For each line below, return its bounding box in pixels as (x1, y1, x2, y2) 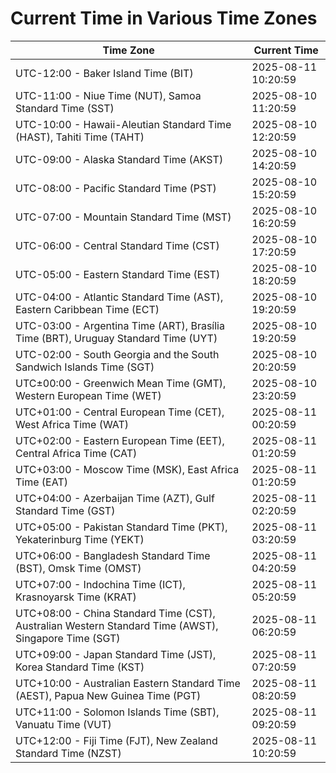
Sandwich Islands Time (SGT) (15, 360, 155, 374)
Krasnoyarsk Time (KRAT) (15, 590, 137, 604)
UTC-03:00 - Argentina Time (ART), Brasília (15, 318, 225, 332)
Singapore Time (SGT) (15, 631, 121, 645)
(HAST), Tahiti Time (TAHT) (15, 130, 145, 144)
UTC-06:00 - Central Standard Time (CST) (15, 238, 220, 252)
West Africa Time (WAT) (15, 417, 130, 431)
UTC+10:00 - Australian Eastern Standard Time (15, 676, 241, 690)
